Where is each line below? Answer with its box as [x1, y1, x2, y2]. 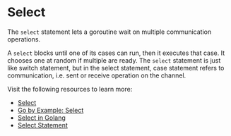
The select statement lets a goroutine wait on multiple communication [7, 27, 212, 36]
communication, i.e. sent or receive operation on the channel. [7, 71, 186, 80]
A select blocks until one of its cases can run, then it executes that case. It [7, 49, 225, 57]
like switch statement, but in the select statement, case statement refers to [7, 63, 225, 72]
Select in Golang [17, 113, 66, 122]
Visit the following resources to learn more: [7, 85, 133, 93]
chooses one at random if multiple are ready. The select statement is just [7, 56, 221, 64]
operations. [7, 35, 41, 43]
